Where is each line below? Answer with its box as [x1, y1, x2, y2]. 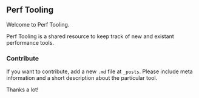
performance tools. [6, 39, 55, 46]
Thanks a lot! [6, 86, 39, 93]
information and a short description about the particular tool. [6, 74, 158, 82]
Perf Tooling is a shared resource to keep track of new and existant [6, 33, 174, 40]
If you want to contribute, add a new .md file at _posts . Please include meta [6, 68, 193, 75]
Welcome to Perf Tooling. [6, 21, 70, 28]
